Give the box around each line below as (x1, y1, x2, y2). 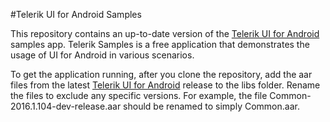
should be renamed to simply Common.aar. (123, 100, 300, 112)
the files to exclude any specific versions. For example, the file (10, 90, 268, 101)
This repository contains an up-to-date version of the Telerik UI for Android (10, 28, 320, 39)
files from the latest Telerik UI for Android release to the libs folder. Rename (10, 79, 321, 91)
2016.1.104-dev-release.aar (10, 100, 122, 112)
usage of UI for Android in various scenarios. (10, 49, 195, 61)
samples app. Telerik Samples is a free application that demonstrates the (10, 39, 310, 50)
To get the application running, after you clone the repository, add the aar (10, 69, 313, 80)
